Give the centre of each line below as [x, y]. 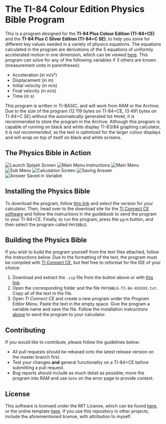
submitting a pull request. [38, 368]
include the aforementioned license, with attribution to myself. [68, 416]
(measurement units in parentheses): [43, 65]
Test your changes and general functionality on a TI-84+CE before [80, 362]
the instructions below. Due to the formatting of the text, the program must [81, 257]
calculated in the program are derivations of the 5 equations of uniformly [79, 49]
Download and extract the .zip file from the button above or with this [83, 278]
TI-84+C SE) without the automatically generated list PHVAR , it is [70, 116]
